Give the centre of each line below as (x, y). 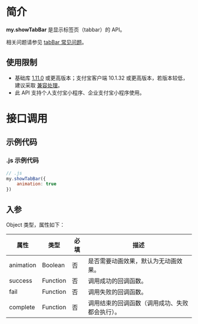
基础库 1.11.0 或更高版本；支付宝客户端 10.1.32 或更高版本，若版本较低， (101, 78)
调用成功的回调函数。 (118, 281)
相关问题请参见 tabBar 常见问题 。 (47, 42)
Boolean (53, 265)
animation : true (37, 184)
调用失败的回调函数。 (118, 292)
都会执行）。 (104, 312)
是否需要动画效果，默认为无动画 (132, 261)
